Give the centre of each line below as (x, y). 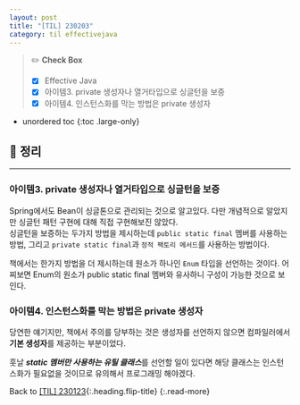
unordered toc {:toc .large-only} (81, 121)
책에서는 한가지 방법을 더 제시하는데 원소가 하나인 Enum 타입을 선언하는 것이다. (145, 263)
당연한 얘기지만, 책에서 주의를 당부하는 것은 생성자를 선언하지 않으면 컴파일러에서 (150, 332)
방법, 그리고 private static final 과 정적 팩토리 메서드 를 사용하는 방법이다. (139, 244)
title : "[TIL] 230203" (51, 26)
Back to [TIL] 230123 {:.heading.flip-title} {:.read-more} (110, 391)
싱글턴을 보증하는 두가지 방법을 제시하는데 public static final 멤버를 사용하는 (149, 232)
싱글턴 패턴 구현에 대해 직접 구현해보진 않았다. (98, 222)
